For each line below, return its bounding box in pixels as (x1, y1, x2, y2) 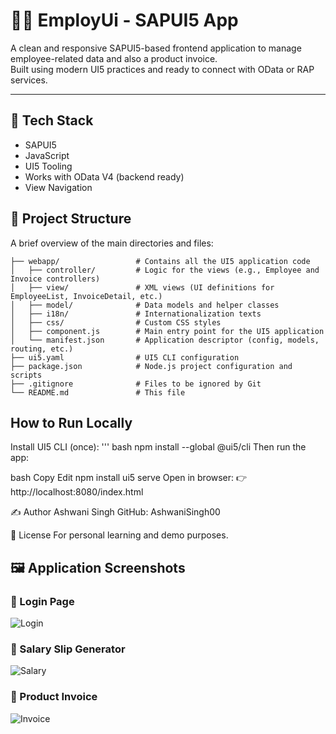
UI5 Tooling (24, 160, 73, 172)
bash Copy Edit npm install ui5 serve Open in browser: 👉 (10, 472, 248, 484)
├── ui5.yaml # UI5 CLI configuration (10, 352, 240, 363)
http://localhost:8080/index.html (10, 486, 144, 498)
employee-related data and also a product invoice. (10, 52, 218, 64)
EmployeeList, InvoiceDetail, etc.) (10, 291, 163, 301)
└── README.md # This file (10, 387, 186, 398)
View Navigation (24, 181, 93, 193)
